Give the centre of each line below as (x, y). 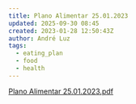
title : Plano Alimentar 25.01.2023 (68, 16)
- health (30, 69)
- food (27, 61)
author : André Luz (39, 38)
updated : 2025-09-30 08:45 (54, 23)
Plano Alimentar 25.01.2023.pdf (61, 91)
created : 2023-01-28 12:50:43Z (61, 31)
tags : (17, 46)
